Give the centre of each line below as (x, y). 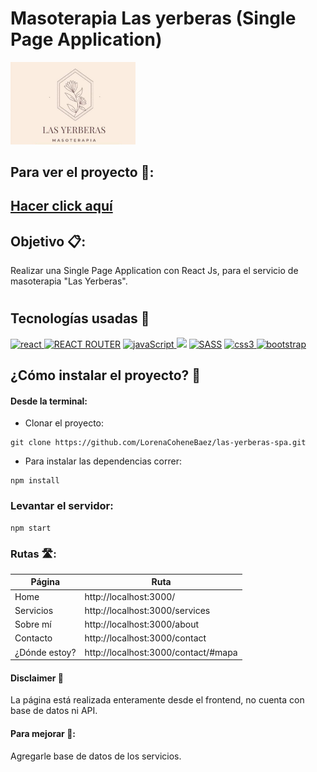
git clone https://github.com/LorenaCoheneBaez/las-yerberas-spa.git (158, 443)
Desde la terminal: (49, 401)
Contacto (33, 638)
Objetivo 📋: (48, 241)
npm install (35, 481)
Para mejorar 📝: (43, 734)
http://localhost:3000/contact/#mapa (161, 652)
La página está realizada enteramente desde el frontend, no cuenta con (157, 700)
